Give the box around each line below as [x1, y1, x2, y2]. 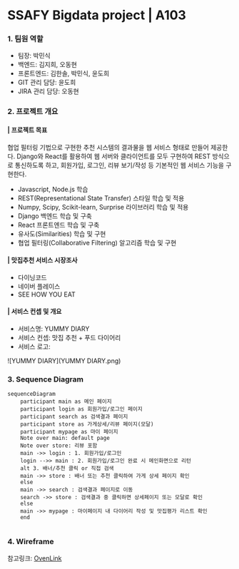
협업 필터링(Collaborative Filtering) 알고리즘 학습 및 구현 [17, 238, 177, 247]
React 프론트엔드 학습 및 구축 [17, 220, 100, 229]
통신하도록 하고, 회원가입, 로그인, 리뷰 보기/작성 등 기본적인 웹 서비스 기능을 [14, 160, 225, 169]
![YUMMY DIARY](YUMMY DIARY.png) [7, 357, 121, 365]
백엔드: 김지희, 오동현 [17, 61, 77, 69]
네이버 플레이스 [17, 282, 61, 290]
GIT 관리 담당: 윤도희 [17, 78, 76, 87]
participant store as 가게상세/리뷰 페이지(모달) [20, 421, 154, 428]
